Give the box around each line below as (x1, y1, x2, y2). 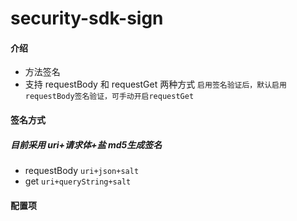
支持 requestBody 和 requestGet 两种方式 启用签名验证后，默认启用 (24, 78, 287, 91)
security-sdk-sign (10, 7, 164, 30)
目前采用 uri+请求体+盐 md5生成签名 (10, 138, 163, 151)
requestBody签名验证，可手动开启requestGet (24, 92, 195, 102)
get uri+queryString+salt (24, 175, 132, 187)
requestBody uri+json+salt (24, 164, 140, 176)
